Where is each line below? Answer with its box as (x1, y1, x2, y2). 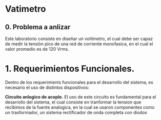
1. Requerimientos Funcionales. (5, 63, 135, 74)
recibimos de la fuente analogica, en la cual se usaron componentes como (5, 104, 155, 110)
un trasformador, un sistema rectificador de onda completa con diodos (5, 109, 147, 115)
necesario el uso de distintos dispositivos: (5, 84, 89, 90)
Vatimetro (5, 3, 46, 15)
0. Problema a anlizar (5, 23, 71, 31)
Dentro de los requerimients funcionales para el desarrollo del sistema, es (5, 79, 154, 85)
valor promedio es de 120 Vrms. (5, 46, 69, 52)
